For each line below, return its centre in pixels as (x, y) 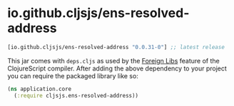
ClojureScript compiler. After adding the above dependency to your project (117, 68)
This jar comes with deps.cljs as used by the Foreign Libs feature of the (113, 60)
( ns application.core (40, 89)
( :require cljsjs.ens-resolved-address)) (76, 95)
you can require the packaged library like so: (73, 75)
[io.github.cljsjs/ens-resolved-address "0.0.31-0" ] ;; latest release (116, 47)
